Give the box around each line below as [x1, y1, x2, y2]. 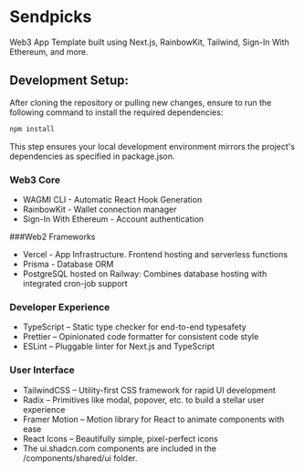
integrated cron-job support [22, 278, 128, 288]
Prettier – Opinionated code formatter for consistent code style [22, 331, 259, 342]
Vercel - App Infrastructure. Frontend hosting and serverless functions [22, 248, 288, 259]
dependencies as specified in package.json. [9, 151, 175, 162]
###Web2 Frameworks [9, 231, 96, 242]
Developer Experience [9, 300, 110, 313]
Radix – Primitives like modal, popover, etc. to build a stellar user [22, 394, 265, 405]
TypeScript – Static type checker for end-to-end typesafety [22, 321, 246, 332]
